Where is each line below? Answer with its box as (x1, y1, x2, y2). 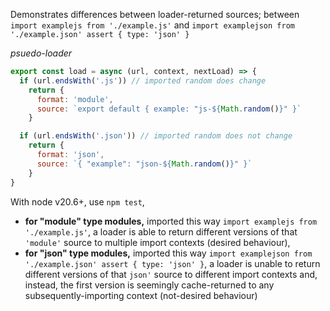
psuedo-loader (10, 47, 73, 59)
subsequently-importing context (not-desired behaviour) (24, 289, 258, 301)
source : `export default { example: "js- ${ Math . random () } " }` (36, 104, 302, 114)
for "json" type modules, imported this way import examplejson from (24, 247, 313, 259)
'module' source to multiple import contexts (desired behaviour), (24, 236, 291, 248)
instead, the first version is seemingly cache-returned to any (24, 279, 275, 291)
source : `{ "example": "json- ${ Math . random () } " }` (36, 159, 253, 169)
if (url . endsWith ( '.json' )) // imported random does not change (19, 131, 293, 141)
